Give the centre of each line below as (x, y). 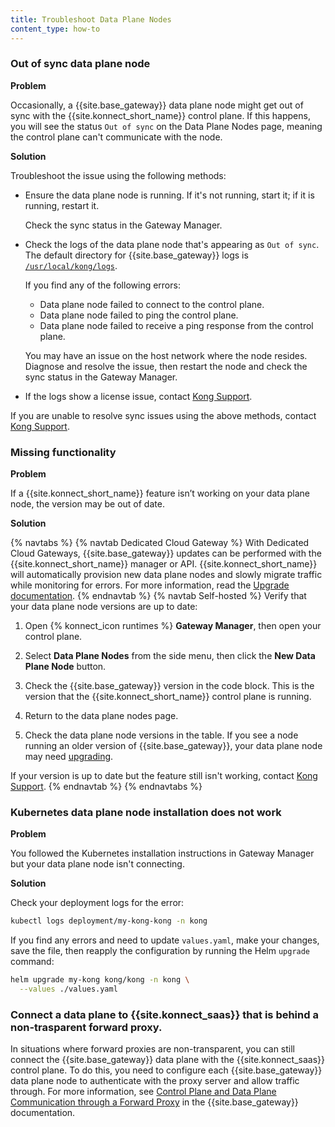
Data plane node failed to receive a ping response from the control (176, 325)
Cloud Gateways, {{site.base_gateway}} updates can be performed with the (166, 553)
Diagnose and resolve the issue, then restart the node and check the (166, 366)
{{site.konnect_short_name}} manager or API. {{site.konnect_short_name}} (164, 564)
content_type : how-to (55, 29)
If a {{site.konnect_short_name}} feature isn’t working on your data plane (160, 493)
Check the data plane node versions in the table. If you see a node (161, 735)
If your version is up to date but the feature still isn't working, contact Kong (164, 776)
